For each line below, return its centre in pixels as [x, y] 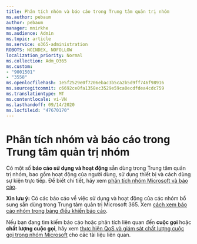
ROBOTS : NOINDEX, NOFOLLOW [39, 50]
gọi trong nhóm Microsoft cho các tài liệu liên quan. [69, 235]
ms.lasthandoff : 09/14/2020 [41, 105]
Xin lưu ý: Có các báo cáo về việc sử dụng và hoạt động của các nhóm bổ [96, 199]
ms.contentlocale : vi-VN [36, 99]
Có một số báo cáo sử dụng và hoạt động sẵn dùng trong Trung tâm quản [96, 168]
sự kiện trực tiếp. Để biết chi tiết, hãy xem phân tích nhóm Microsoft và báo [97, 181]
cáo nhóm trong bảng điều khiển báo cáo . [57, 211]
